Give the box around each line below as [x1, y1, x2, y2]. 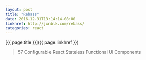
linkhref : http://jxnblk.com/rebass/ [5, 21, 85, 26]
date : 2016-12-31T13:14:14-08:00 [5, 16, 76, 21]
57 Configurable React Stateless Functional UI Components [17, 49, 141, 55]
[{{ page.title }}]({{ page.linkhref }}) [5, 39, 79, 45]
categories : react [5, 26, 44, 31]
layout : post [5, 7, 33, 12]
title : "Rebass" [5, 12, 39, 17]
